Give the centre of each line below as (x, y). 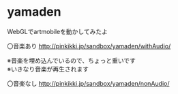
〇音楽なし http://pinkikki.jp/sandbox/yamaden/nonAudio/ (88, 83)
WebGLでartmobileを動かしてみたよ (57, 31)
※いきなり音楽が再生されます (48, 69)
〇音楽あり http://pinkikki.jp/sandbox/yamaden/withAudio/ (89, 46)
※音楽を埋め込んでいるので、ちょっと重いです (72, 60)
